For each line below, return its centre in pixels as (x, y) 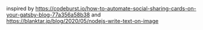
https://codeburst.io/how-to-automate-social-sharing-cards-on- (116, 9)
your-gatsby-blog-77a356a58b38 (48, 15)
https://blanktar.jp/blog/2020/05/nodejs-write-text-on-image (82, 21)
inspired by (20, 9)
